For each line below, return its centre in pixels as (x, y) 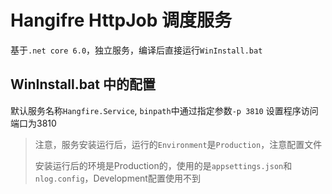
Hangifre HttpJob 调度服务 (121, 20)
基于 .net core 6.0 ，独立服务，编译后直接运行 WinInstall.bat (136, 50)
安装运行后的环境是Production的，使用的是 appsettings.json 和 (163, 165)
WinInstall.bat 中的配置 (83, 84)
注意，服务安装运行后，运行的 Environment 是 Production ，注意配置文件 (178, 144)
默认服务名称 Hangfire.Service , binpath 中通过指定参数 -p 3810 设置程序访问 (164, 110)
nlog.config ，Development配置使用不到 (117, 178)
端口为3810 (33, 123)
